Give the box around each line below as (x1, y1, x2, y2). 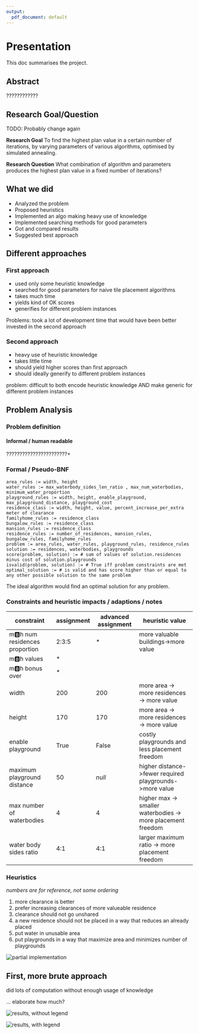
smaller (139, 801, 160, 809)
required (160, 769, 184, 777)
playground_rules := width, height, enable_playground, (6, 494, 147, 500)
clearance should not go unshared (14, 911, 99, 918)
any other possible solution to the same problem (6, 572, 131, 578)
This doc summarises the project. (6, 59, 88, 66)
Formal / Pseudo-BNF (6, 465, 69, 474)
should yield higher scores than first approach (14, 363, 127, 371)
